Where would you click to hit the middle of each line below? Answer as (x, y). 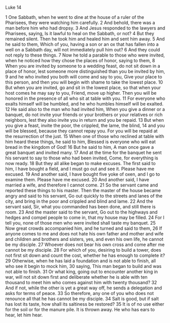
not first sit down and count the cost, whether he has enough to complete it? (85, 255)
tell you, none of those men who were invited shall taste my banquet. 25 (80, 223)
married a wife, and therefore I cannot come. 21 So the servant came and (82, 185)
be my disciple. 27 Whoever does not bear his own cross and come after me (85, 245)
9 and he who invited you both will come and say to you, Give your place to (84, 77)
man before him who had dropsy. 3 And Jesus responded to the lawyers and (85, 28)
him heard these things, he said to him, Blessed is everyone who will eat (80, 142)
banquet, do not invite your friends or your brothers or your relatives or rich (84, 115)
